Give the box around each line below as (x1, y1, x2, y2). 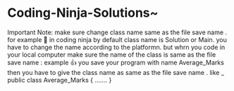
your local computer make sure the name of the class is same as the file (7, 50, 216, 59)
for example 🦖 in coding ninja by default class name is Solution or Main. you (7, 35, 227, 43)
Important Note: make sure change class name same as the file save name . (7, 28, 228, 36)
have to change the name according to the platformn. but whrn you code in (7, 43, 226, 51)
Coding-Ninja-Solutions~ (7, 5, 159, 21)
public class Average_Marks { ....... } (7, 76, 112, 84)
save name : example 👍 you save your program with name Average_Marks (7, 58, 224, 66)
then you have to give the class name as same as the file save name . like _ (7, 68, 224, 76)
